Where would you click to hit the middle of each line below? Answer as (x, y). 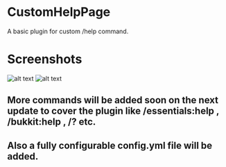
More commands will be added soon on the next (113, 100)
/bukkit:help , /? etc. (52, 122)
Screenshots (45, 59)
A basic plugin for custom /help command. (68, 31)
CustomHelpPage (59, 12)
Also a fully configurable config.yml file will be (110, 145)
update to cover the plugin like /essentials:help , (113, 111)
